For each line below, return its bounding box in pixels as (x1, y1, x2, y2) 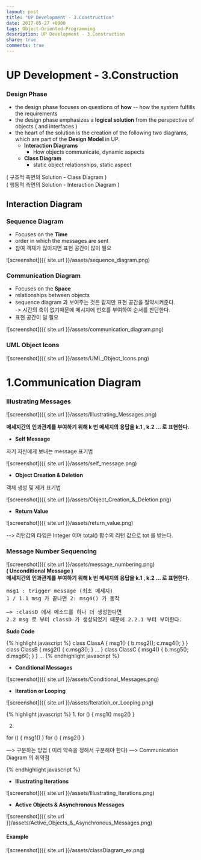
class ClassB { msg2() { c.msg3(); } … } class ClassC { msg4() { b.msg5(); (6, 646, 189, 653)
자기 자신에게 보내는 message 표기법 (6, 448, 93, 455)
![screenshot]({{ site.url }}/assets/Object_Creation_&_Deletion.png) (6, 496, 172, 503)
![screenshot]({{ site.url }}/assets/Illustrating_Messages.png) (6, 411, 157, 418)
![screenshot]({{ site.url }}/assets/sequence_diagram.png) (6, 257, 150, 264)
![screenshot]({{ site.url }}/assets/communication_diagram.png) (6, 326, 164, 333)
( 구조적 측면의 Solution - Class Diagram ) (6, 174, 107, 181)
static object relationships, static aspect (32, 161, 132, 169)
